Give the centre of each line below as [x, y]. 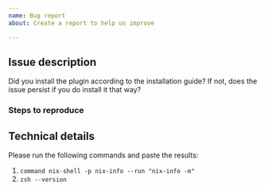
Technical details [52, 136]
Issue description [53, 62]
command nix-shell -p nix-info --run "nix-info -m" [107, 172]
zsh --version [43, 180]
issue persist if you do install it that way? [75, 90]
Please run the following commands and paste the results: [103, 155]
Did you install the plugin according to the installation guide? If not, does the [133, 81]
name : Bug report [37, 16]
